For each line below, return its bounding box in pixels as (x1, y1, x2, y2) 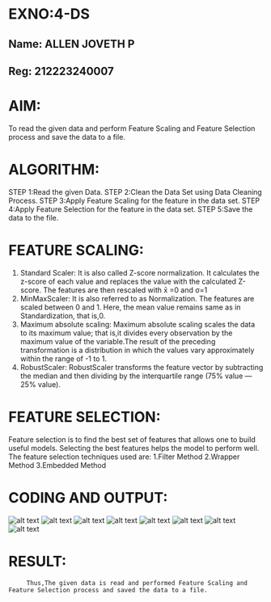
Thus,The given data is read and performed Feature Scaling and (26, 579, 248, 587)
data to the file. (8, 213, 59, 222)
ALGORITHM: (8, 161, 100, 179)
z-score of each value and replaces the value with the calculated (19, 276, 237, 286)
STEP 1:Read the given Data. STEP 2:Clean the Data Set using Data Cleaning (8, 187, 263, 196)
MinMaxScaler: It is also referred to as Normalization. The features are (19, 293, 255, 303)
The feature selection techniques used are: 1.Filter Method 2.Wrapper (8, 452, 240, 461)
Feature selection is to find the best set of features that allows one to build (8, 434, 256, 444)
